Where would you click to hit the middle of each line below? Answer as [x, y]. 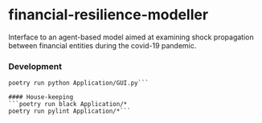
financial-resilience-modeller [108, 15]
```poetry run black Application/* [68, 105]
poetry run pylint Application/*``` [70, 111]
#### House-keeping [41, 97]
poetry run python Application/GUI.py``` [79, 83]
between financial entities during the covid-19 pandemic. [102, 45]
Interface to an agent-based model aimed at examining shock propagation [131, 37]
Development [35, 66]
